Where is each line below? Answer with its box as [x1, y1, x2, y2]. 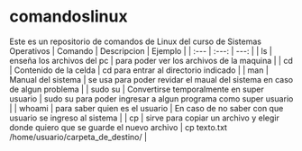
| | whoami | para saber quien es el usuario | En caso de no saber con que [9, 102, 284, 113]
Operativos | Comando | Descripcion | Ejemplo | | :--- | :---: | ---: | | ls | [9, 45, 272, 56]
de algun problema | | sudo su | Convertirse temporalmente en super [9, 84, 264, 94]
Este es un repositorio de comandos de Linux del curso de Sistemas [9, 36, 261, 47]
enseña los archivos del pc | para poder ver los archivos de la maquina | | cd [9, 55, 293, 66]
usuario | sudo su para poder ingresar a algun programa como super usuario [9, 93, 294, 104]
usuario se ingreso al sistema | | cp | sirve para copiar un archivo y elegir [9, 112, 279, 123]
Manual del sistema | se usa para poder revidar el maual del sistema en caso [9, 74, 294, 84]
